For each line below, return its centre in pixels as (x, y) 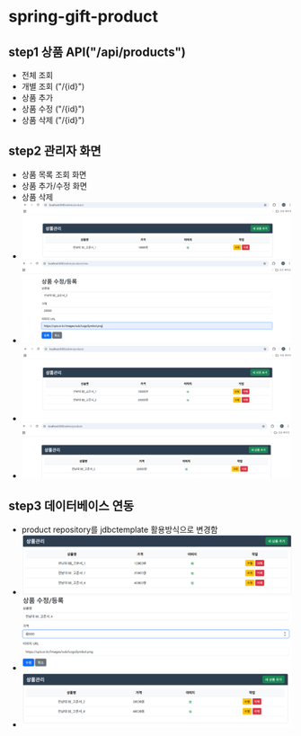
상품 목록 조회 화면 (54, 174)
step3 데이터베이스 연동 (71, 506)
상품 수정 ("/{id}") (53, 109)
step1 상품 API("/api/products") (97, 52)
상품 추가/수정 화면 (54, 185)
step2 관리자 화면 (55, 151)
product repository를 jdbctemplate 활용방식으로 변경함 (120, 529)
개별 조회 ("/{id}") (53, 86)
